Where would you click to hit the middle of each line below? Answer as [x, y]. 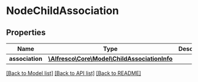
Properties [26, 33]
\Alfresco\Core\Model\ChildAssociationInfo [110, 59]
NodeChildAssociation [62, 11]
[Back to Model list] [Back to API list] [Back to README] [74, 73]
